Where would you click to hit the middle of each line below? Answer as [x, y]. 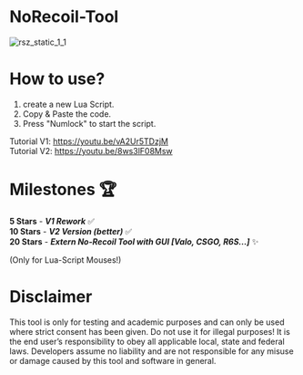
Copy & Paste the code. [67, 114]
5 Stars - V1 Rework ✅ [52, 221]
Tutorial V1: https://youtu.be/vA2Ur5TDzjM [89, 141]
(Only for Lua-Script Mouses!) [66, 260]
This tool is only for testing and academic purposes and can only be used [147, 322]
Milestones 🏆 [63, 190]
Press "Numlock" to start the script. [89, 123]
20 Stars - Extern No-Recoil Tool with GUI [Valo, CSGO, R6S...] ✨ [134, 241]
